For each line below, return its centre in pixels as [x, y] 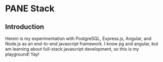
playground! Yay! [22, 54]
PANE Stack [30, 9]
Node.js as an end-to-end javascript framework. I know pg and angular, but [82, 44]
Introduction [25, 27]
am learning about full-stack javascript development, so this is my [72, 49]
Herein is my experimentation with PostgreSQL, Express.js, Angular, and [78, 38]
